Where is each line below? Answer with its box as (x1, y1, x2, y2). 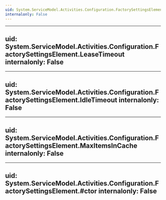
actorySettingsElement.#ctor (5, 187, 97, 196)
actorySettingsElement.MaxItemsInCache (5, 141, 137, 150)
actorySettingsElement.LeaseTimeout (5, 50, 125, 58)
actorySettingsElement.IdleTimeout (5, 96, 118, 104)
